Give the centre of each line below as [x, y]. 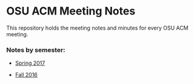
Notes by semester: [36, 50]
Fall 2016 [26, 75]
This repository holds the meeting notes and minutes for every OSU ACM [98, 28]
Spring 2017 [30, 63]
